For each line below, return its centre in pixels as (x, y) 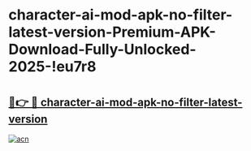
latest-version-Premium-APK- (113, 32)
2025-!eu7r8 (52, 67)
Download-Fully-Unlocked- (102, 50)
